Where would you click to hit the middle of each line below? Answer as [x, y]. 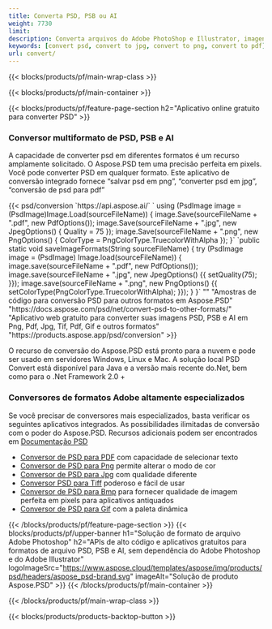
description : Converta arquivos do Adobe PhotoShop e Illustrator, [125, 39]
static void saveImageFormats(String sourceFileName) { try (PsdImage [126, 249]
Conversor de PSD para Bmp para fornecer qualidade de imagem [129, 491]
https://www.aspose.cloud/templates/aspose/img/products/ [163, 567]
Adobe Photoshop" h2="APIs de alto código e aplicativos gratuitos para [127, 541]
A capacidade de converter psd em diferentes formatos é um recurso [124, 156]
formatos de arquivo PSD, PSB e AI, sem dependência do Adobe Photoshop [134, 550]
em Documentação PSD [48, 441]
